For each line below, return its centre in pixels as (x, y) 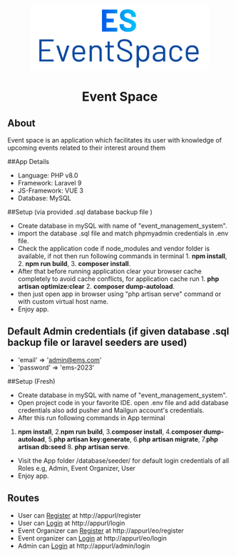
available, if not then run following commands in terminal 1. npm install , (122, 256)
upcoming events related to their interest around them (87, 148)
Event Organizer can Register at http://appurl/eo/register (101, 531)
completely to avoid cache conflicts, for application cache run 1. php (118, 278)
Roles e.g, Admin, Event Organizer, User (76, 468)
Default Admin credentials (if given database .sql (118, 331)
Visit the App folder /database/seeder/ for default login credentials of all (123, 460)
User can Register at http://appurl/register (79, 515)
